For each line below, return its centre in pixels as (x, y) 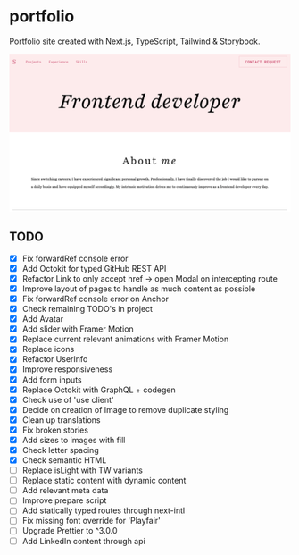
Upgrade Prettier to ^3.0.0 (70, 531)
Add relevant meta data (65, 491)
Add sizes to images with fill (74, 440)
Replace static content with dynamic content (104, 481)
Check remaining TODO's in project (87, 309)
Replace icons (48, 349)
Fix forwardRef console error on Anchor (96, 299)
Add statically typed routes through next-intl (104, 510)
